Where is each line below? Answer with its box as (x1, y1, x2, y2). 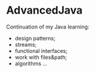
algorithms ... (14, 60, 48, 67)
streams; (14, 41, 37, 48)
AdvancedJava (6, 4, 83, 17)
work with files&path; (14, 53, 68, 61)
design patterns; (14, 34, 56, 42)
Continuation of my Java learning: (6, 23, 90, 30)
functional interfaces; (14, 47, 68, 54)
